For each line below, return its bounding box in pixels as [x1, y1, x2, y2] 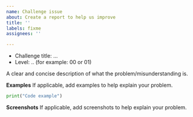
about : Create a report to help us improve [6, 14, 116, 20]
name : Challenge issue [6, 8, 63, 15]
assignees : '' [6, 31, 42, 37]
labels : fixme [6, 25, 42, 31]
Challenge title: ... [14, 52, 58, 59]
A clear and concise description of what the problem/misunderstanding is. [6, 70, 188, 77]
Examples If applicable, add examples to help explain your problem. [6, 81, 173, 89]
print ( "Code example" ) [6, 93, 63, 99]
